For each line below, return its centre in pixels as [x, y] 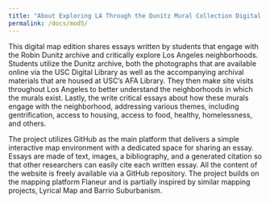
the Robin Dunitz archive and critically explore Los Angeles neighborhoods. [133, 55]
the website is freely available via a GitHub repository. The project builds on [134, 173]
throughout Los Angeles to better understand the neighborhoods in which [131, 89]
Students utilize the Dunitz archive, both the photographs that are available [132, 63]
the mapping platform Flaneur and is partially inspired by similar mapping [129, 181]
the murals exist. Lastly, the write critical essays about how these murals [129, 97]
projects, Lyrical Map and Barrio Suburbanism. [85, 190]
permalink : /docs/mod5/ [48, 23]
